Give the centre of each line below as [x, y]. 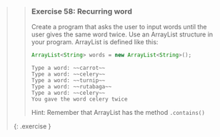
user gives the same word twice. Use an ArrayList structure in [122, 34]
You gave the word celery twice [79, 99]
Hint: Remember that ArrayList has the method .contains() [118, 113]
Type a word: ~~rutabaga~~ [71, 87]
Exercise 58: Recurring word [82, 11]
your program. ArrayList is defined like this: [95, 42]
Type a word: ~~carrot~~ [68, 68]
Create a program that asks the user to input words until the [119, 27]
